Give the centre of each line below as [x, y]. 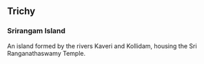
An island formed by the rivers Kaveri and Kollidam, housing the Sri [102, 46]
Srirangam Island [36, 31]
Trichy [21, 11]
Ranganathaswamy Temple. [47, 53]
